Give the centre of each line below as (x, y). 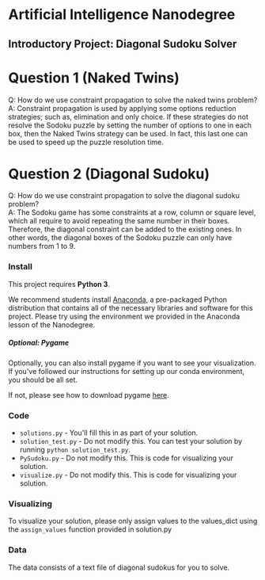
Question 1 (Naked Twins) (94, 78)
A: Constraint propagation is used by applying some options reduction (122, 108)
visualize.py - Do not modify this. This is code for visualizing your (128, 475)
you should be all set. (43, 380)
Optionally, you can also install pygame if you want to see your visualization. (132, 363)
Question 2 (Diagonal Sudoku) (109, 174)
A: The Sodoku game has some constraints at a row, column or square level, (132, 212)
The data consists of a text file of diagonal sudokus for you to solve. (119, 567)
